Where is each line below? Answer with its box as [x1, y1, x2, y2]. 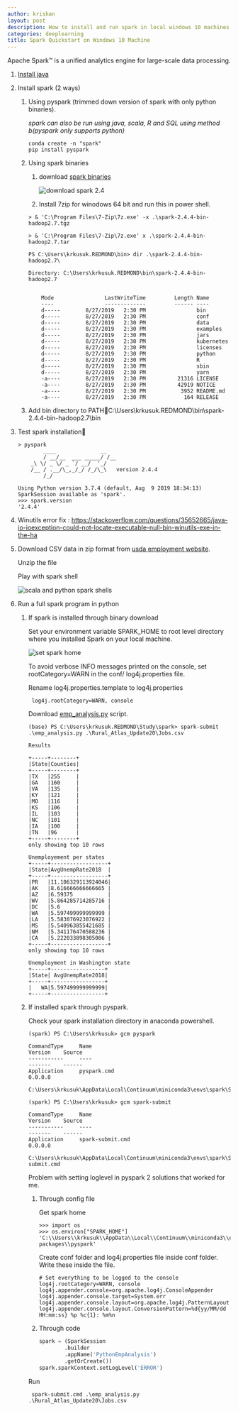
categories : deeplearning [7, 30, 84, 38]
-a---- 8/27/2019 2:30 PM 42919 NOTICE [41, 381, 216, 389]
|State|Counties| [28, 761, 80, 768]
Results [28, 742, 51, 750]
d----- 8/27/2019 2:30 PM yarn [41, 369, 210, 376]
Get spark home [38, 1208, 86, 1217]
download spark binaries [38, 172, 111, 181]
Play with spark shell [17, 572, 78, 581]
